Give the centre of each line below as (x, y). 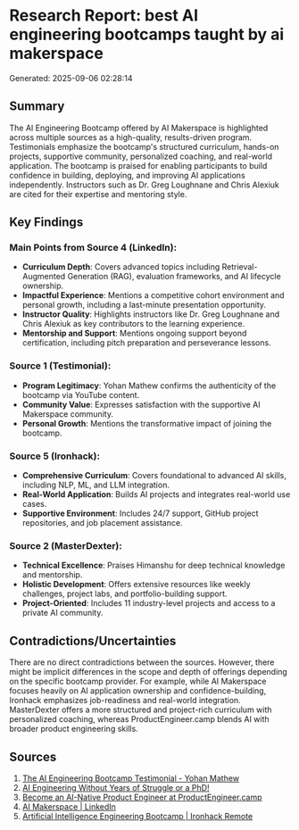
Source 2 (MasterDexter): (66, 545)
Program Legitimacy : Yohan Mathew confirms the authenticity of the (149, 386)
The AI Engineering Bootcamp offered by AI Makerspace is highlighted (139, 128)
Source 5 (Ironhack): (55, 456)
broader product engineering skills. (74, 729)
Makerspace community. (68, 414)
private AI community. (62, 613)
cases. (34, 504)
